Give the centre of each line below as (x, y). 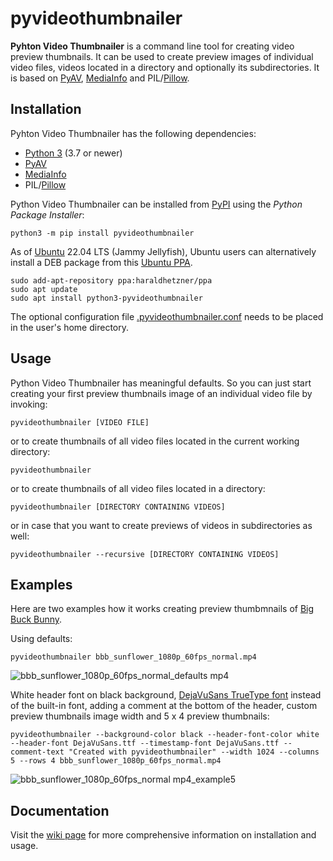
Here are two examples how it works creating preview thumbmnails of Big (162, 609)
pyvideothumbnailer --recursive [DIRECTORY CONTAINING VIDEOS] (145, 554)
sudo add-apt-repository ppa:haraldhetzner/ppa (111, 280)
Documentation (60, 810)
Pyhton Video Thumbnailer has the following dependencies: (133, 133)
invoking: (29, 404)
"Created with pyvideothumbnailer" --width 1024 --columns (194, 752)
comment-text (37, 752)
